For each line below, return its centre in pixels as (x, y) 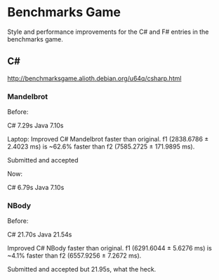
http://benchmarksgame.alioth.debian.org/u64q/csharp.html (94, 78)
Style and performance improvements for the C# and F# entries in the (108, 32)
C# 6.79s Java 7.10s (36, 188)
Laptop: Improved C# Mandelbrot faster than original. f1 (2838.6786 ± (108, 139)
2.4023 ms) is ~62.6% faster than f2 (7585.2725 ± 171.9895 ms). (101, 147)
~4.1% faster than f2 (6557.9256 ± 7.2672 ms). (74, 256)
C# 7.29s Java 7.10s (35, 126)
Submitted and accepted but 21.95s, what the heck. (82, 269)
